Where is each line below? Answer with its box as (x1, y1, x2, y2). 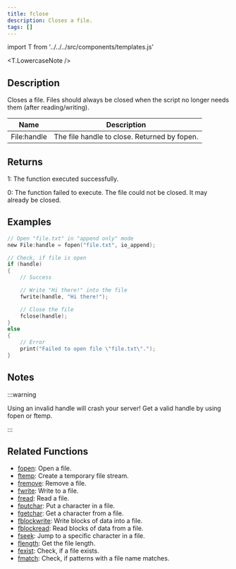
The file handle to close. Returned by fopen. (54, 132, 199, 142)
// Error (20, 339, 46, 346)
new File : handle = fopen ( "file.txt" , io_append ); (7, 241, 156, 248)
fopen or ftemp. (7, 411, 53, 420)
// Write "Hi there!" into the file (20, 287, 128, 294)
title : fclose (7, 10, 49, 18)
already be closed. (7, 196, 61, 204)
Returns (7, 156, 44, 168)
